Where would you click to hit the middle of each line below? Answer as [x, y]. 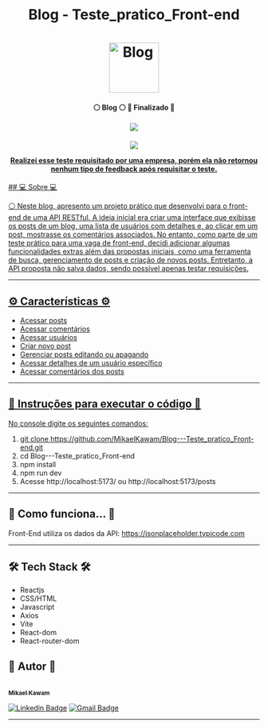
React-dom [38, 633]
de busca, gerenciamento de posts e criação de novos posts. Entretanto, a [131, 260]
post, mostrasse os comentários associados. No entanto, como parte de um [133, 234]
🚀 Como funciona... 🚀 [62, 514]
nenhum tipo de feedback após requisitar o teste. [134, 169]
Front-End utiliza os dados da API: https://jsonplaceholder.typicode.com [126, 533]
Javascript [37, 607]
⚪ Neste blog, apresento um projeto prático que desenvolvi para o [118, 206]
